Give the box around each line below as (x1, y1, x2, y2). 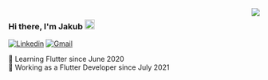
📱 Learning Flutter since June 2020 (8, 55, 125, 64)
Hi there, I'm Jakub (8, 21, 84, 32)
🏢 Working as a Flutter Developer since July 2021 (8, 63, 170, 72)
